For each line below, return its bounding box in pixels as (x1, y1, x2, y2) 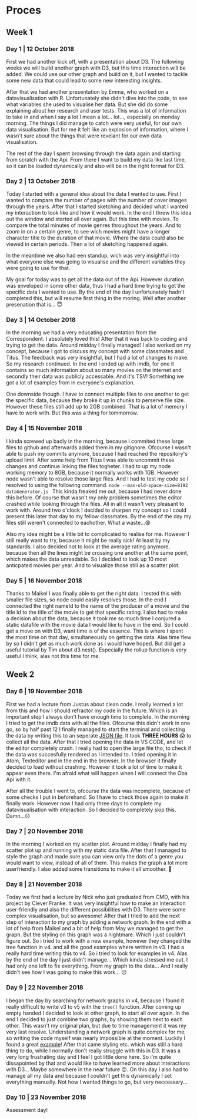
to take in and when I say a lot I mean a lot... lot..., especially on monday (6, 113, 181, 120)
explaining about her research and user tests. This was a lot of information (6, 107, 186, 114)
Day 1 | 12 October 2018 (6, 45, 75, 53)
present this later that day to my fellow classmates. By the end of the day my (6, 512, 192, 519)
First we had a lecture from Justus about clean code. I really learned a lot (6, 700, 183, 707)
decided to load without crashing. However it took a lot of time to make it (6, 763, 182, 770)
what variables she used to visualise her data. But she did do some (6, 101, 168, 108)
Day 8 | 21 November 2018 (6, 880, 82, 888)
